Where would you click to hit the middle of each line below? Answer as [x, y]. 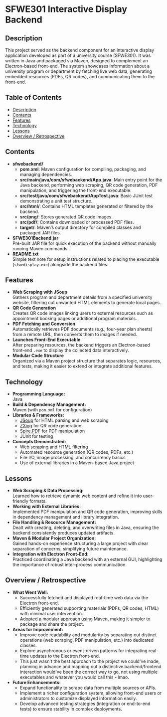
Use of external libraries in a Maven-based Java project [77, 463]
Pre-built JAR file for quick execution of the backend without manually [84, 243]
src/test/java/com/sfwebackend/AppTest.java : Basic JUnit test [86, 195]
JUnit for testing [36, 436]
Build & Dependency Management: [49, 404]
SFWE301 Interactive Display [66, 9]
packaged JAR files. [40, 232]
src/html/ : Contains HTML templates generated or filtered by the [86, 206]
